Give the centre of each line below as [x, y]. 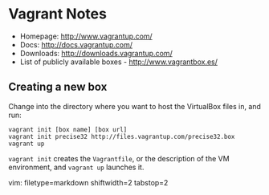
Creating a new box [58, 87]
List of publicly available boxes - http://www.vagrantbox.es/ [119, 62]
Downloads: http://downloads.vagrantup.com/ [96, 53]
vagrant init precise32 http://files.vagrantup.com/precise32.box [122, 136]
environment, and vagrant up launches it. [76, 167]
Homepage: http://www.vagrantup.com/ [86, 36]
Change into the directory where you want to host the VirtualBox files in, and [134, 106]
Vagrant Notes [57, 14]
